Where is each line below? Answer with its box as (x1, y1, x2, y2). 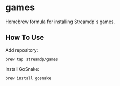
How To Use (5, 33, 44, 42)
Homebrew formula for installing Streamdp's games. (5, 18, 115, 25)
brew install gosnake (5, 76, 52, 81)
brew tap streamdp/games (5, 57, 58, 62)
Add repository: (5, 47, 38, 53)
